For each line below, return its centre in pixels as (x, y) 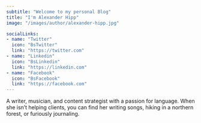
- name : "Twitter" (29, 40)
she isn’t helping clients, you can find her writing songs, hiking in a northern (100, 107)
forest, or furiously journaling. (43, 114)
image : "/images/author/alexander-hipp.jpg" (63, 23)
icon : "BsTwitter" (35, 45)
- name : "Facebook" (31, 73)
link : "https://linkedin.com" (49, 67)
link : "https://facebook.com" (49, 84)
